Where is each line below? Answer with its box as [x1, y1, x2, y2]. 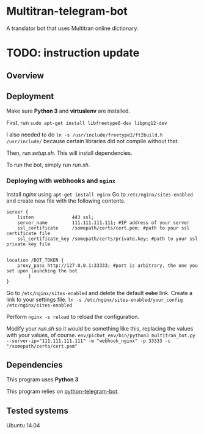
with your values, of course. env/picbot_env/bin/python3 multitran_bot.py [6, 331, 195, 339]
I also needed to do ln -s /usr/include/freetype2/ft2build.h [6, 131, 163, 138]
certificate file [6, 230, 51, 236]
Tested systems [6, 405, 68, 416]
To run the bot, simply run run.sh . [6, 161, 90, 169]
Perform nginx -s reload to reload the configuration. [6, 313, 139, 320]
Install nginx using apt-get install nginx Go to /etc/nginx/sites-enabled [6, 190, 194, 198]
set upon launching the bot [6, 268, 78, 274]
